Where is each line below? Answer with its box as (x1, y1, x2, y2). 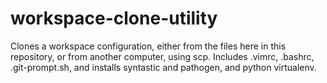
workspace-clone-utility (10, 7, 218, 30)
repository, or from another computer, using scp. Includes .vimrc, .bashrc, (10, 50, 315, 62)
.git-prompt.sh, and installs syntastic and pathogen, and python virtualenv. (10, 61, 317, 73)
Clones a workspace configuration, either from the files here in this (10, 40, 287, 52)
